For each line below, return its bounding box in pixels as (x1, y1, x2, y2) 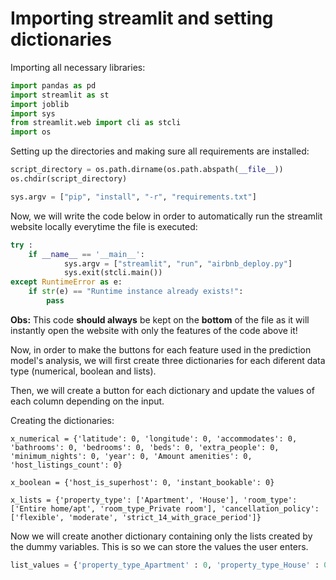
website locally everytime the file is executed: (10, 220, 198, 232)
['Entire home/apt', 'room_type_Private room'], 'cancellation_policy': (10, 503, 320, 514)
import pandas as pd (10, 80, 97, 91)
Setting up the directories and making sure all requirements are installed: (10, 145, 310, 157)
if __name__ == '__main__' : (28, 249, 145, 259)
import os (10, 127, 52, 137)
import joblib (10, 99, 70, 109)
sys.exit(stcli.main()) (63, 268, 163, 278)
